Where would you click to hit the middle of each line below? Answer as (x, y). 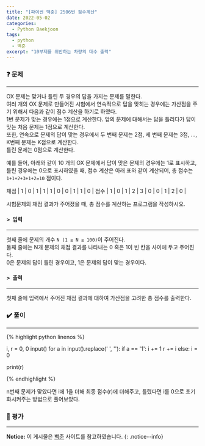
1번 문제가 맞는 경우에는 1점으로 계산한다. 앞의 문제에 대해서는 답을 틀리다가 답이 (101, 119)
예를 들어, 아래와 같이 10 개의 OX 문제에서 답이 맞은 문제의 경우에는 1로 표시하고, (102, 163)
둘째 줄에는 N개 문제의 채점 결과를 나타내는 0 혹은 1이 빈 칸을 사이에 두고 (92, 247)
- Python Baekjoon (35, 29)
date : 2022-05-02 (28, 18)
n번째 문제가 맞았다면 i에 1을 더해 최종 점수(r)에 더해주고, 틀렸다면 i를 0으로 (95, 391)
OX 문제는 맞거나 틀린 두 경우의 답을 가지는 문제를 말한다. (74, 97)
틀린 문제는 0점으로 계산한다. (41, 150)
